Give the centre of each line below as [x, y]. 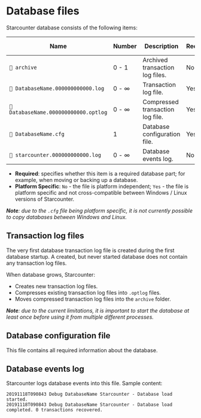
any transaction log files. [36, 263]
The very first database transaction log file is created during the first [90, 250]
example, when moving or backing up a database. [76, 180]
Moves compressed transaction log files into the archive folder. [93, 299]
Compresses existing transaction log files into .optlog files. [88, 292]
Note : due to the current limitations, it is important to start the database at [98, 310]
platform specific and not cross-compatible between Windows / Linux [101, 192]
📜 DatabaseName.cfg [37, 134]
